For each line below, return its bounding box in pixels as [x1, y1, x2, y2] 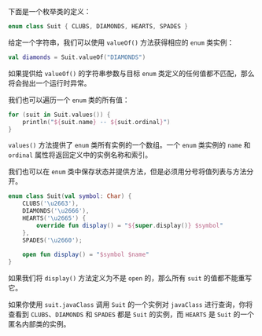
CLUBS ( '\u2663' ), [22, 199, 79, 208]
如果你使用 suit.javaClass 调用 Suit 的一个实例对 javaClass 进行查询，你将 [8, 300, 253, 309]
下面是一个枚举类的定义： [8, 7, 91, 16]
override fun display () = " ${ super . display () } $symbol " [36, 221, 223, 229]
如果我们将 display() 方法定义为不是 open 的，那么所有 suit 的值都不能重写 [8, 273, 253, 283]
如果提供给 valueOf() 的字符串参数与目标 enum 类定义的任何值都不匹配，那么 [8, 68, 255, 78]
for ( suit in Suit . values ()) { [8, 111, 111, 119]
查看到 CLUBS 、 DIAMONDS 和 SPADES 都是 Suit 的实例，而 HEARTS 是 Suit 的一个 [8, 309, 254, 320]
